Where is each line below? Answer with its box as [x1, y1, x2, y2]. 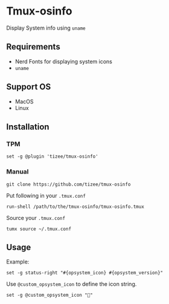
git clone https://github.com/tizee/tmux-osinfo [6, 181, 131, 187]
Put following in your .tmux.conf [6, 192, 86, 199]
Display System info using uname [6, 24, 86, 31]
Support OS [6, 82, 51, 92]
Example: [6, 258, 30, 265]
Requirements [6, 42, 60, 52]
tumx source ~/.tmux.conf [6, 225, 71, 232]
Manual [6, 167, 29, 176]
